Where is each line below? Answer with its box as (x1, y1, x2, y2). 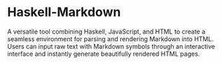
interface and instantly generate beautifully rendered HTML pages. (7, 50, 200, 58)
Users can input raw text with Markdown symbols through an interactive (7, 42, 216, 50)
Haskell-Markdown (7, 4, 121, 20)
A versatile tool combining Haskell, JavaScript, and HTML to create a (7, 27, 206, 36)
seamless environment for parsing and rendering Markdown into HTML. (7, 34, 214, 43)
